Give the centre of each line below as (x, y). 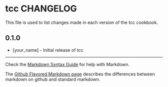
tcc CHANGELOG (41, 9)
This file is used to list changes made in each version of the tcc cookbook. (82, 22)
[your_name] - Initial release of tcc (48, 50)
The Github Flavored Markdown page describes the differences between (80, 74)
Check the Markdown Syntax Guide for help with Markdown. (67, 64)
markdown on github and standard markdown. (53, 79)
